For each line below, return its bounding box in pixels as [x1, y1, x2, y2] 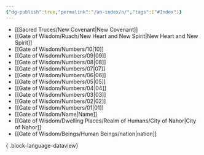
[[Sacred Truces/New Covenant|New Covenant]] [14, 26, 138, 33]
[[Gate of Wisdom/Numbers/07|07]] [14, 65, 106, 72]
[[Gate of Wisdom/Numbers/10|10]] [14, 45, 104, 53]
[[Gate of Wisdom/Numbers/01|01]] [14, 104, 104, 111]
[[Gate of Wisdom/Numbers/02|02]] [14, 97, 106, 105]
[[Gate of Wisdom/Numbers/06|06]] [14, 71, 106, 78]
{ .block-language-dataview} [6, 142, 79, 149]
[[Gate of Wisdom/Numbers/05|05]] [14, 78, 106, 85]
